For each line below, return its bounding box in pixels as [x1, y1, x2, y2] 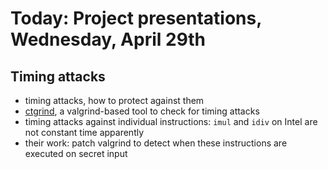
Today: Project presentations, [10, 7, 262, 30]
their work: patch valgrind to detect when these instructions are [24, 137, 288, 149]
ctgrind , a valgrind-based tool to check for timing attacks [24, 105, 260, 117]
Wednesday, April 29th [10, 28, 207, 51]
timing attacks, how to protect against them [24, 95, 205, 106]
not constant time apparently [24, 127, 145, 138]
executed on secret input [24, 148, 128, 159]
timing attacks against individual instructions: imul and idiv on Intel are [24, 116, 318, 127]
